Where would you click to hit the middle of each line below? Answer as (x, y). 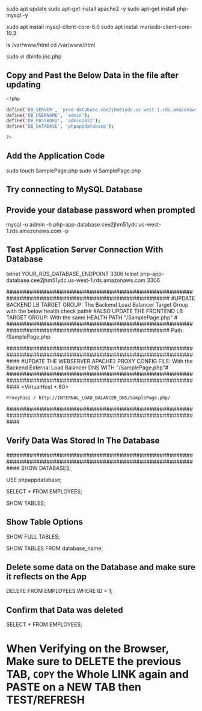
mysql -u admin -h (29, 225)
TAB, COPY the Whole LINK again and (98, 675)
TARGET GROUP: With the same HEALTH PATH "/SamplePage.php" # (92, 317)
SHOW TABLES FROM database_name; (55, 548)
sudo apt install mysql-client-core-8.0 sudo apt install (73, 27)
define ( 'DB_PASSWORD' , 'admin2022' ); (54, 121)
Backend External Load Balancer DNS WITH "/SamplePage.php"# (87, 368)
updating (23, 85)
